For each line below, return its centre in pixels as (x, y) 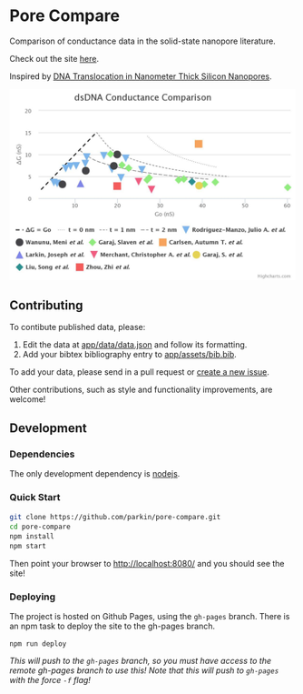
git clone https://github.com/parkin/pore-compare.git (115, 518)
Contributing (46, 305)
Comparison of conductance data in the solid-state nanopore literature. (143, 41)
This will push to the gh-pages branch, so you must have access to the (141, 661)
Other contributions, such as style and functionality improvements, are (141, 390)
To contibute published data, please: (78, 327)
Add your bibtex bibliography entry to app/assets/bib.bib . (130, 355)
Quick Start (35, 498)
